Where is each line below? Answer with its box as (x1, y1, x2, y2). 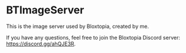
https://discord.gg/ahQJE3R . (6, 40, 76, 47)
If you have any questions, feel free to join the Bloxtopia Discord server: (6, 34, 180, 41)
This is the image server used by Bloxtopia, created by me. (6, 23, 149, 30)
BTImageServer (6, 3, 84, 17)
